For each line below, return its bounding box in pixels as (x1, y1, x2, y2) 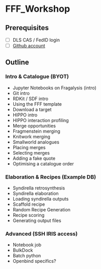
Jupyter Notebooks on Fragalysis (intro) (12, 85, 97, 91)
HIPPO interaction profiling (12, 117, 69, 123)
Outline (5, 58, 29, 66)
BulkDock (12, 247, 33, 253)
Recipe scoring (12, 212, 45, 218)
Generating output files (12, 217, 61, 224)
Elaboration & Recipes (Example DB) (5, 173, 96, 180)
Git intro (12, 90, 30, 96)
